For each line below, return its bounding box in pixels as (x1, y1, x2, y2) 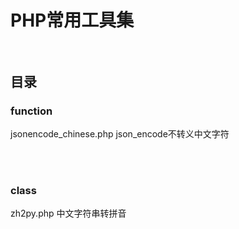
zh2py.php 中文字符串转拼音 (10, 207, 127, 220)
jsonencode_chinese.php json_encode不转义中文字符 (10, 127, 230, 140)
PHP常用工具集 (10, 9, 135, 32)
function (10, 104, 53, 118)
